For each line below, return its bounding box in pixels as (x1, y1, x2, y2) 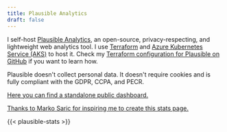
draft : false (7, 16, 45, 23)
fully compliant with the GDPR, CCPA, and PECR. (7, 77, 145, 85)
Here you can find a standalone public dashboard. (7, 90, 149, 99)
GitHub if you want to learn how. (7, 57, 98, 65)
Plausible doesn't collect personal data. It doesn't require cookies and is (7, 70, 211, 79)
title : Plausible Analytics (7, 10, 88, 17)
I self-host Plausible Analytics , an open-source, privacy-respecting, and (7, 35, 211, 43)
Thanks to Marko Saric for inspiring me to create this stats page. (7, 104, 189, 112)
